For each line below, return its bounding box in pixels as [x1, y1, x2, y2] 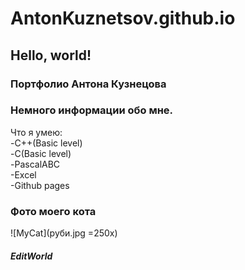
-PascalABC [10, 158, 61, 170]
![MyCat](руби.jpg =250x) [10, 227, 118, 239]
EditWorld [10, 250, 53, 262]
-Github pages [10, 179, 70, 191]
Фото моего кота [10, 204, 97, 218]
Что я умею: [10, 126, 63, 138]
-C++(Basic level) [10, 137, 83, 149]
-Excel [10, 168, 37, 181]
